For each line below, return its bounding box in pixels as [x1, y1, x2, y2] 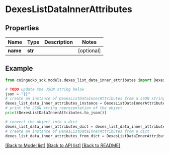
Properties [5, 24, 39, 32]
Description [44, 39, 73, 45]
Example [5, 64, 33, 73]
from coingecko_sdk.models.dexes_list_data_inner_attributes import [5, 77, 152, 83]
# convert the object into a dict [5, 119, 78, 124]
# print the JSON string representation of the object [5, 106, 123, 111]
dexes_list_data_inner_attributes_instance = [5, 101, 102, 106]
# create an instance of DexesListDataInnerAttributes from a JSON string [5, 96, 165, 101]
